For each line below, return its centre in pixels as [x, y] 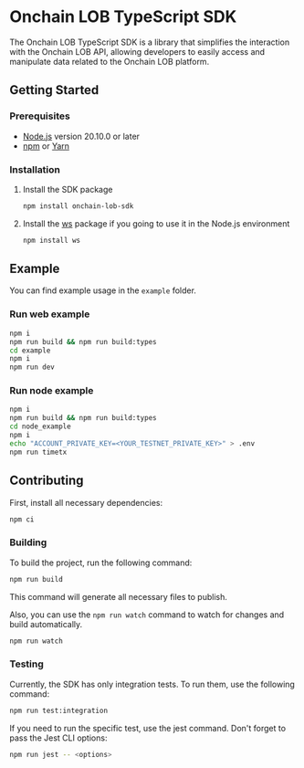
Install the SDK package [68, 189]
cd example [30, 350]
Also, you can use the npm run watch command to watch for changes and [147, 615]
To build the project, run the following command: [101, 563]
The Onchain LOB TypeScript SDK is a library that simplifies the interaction [150, 42]
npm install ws [52, 240]
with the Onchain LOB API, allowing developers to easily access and [137, 51]
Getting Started [54, 90]
